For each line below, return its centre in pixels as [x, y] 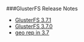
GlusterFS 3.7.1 [33, 20]
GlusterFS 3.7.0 [34, 26]
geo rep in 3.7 [32, 33]
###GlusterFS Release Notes [42, 9]
